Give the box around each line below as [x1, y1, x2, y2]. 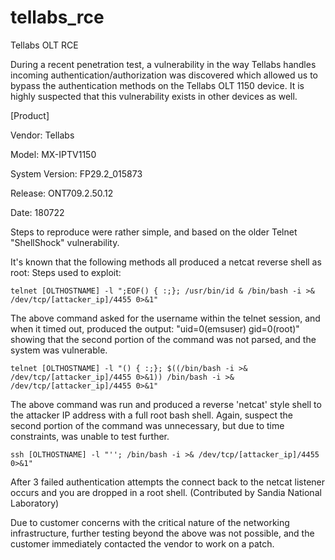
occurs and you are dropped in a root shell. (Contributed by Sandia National [10, 486, 322, 498]
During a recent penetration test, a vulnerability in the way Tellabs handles [10, 58, 317, 70]
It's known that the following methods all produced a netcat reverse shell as [10, 256, 322, 268]
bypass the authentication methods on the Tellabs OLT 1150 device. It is [10, 79, 305, 91]
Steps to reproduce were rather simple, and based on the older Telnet [10, 226, 298, 238]
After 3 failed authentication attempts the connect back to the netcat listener [10, 476, 326, 488]
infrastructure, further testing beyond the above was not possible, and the [10, 527, 315, 539]
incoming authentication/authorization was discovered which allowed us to [10, 69, 318, 81]
